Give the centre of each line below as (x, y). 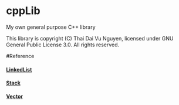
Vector (15, 96)
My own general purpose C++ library (51, 27)
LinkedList (19, 69)
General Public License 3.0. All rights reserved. (63, 45)
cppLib (23, 11)
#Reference (20, 56)
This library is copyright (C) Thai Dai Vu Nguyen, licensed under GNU (90, 38)
